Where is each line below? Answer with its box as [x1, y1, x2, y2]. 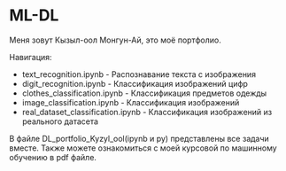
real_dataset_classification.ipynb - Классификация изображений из [21, 106, 273, 117]
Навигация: [9, 51, 52, 62]
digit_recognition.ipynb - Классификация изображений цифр [21, 78, 248, 89]
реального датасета [21, 116, 99, 127]
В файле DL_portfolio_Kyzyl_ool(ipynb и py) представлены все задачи [9, 133, 270, 144]
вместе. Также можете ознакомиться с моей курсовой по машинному [9, 143, 277, 153]
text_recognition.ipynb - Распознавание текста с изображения [21, 68, 257, 80]
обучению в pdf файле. [9, 152, 97, 162]
